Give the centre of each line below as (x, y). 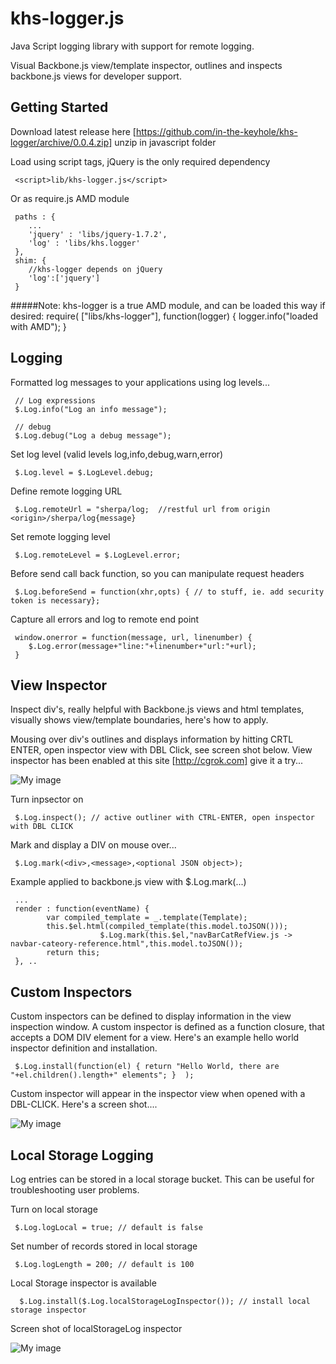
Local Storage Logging (82, 1155)
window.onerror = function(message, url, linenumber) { (133, 637)
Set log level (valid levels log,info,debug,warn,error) (117, 454)
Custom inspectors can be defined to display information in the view (151, 1016)
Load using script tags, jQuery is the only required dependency (140, 161)
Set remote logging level (60, 536)
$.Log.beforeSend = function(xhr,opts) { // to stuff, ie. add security (169, 592)
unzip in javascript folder (165, 142)
